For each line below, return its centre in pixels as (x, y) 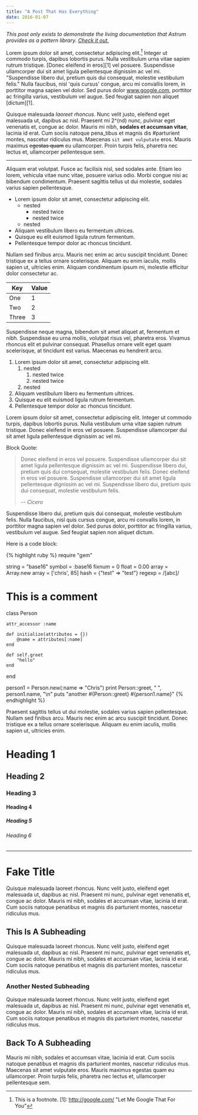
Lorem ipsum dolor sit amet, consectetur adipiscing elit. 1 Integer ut (87, 52)
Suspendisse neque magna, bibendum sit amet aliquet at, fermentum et (93, 332)
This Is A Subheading (46, 932)
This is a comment (52, 597)
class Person (22, 613)
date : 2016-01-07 (27, 17)
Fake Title (31, 872)
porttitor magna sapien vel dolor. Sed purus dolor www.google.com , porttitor (99, 90)
